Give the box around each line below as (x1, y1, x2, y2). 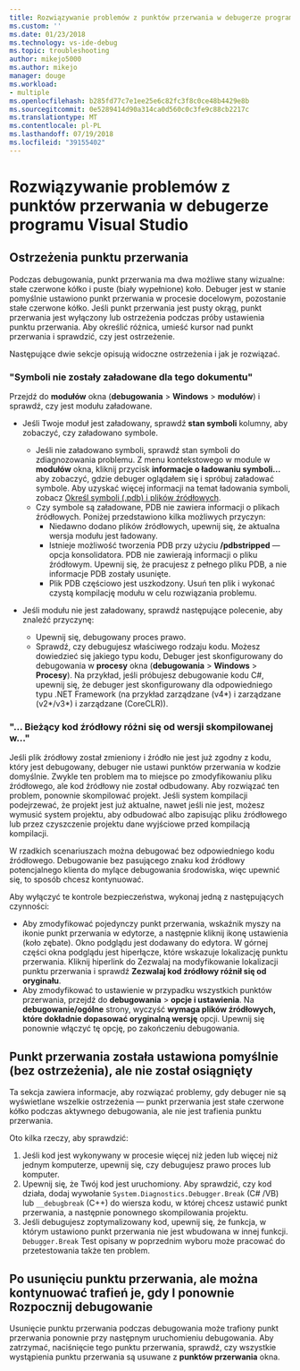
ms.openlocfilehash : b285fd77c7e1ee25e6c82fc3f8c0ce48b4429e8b (9, 96, 250, 106)
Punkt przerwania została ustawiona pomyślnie (9, 1049, 279, 1064)
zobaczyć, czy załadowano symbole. (21, 427, 159, 439)
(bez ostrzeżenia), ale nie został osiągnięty (9, 1063, 253, 1078)
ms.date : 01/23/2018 (9, 30, 87, 39)
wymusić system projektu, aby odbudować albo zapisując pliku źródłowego (9, 810, 287, 820)
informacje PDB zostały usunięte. (48, 569, 171, 579)
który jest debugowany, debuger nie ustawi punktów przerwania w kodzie (9, 762, 281, 773)
